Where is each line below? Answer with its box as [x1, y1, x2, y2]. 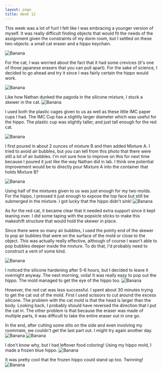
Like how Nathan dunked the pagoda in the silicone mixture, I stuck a [5, 94, 143, 100]
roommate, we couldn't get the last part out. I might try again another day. [5, 327, 153, 333]
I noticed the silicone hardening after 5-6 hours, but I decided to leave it [5, 267, 149, 273]
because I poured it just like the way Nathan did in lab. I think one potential [5, 158, 154, 164]
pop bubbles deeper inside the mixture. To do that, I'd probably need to [5, 243, 148, 249]
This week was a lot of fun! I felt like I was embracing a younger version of [5, 25, 154, 31]
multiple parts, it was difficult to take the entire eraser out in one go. [5, 313, 141, 318]
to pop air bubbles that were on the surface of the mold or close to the [5, 233, 146, 238]
